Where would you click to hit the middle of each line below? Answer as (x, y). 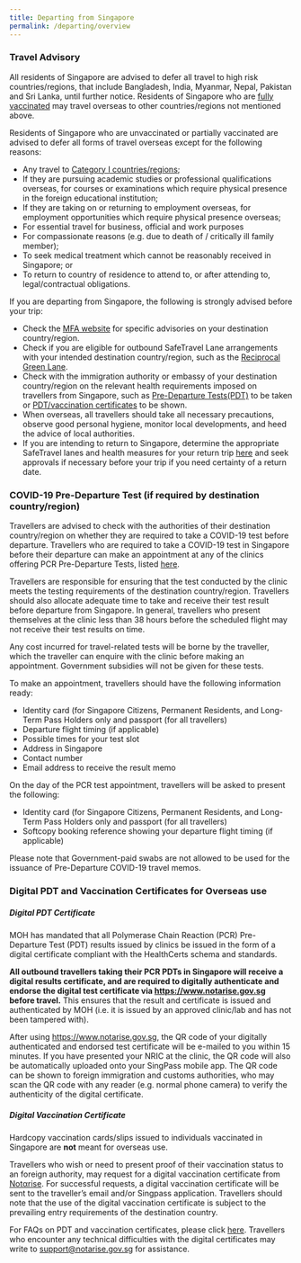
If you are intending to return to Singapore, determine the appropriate (150, 443)
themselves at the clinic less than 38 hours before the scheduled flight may (148, 620)
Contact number (53, 758)
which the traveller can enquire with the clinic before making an (127, 657)
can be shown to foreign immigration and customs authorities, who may (142, 1075)
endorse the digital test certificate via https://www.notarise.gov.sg (138, 990)
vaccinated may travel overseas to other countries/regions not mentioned (145, 105)
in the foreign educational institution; (90, 198)
